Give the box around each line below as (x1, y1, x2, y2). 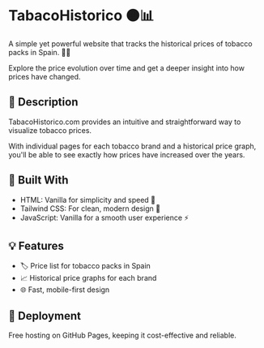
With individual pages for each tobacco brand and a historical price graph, (8, 141, 257, 151)
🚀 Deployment (8, 309, 81, 323)
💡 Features (8, 238, 65, 252)
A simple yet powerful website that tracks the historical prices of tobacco (8, 38, 253, 49)
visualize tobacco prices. (8, 125, 92, 135)
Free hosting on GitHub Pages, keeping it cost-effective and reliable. (8, 330, 237, 341)
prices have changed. (8, 71, 81, 81)
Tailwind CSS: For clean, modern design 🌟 (19, 204, 160, 213)
